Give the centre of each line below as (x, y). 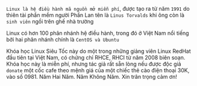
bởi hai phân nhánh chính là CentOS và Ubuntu (63, 39)
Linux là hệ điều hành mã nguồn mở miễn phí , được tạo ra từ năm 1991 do (98, 9)
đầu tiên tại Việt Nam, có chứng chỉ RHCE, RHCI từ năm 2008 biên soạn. (96, 57)
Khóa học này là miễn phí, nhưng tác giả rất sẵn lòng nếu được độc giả (94, 64)
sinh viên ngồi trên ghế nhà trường (50, 21)
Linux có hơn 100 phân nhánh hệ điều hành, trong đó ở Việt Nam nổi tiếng (98, 33)
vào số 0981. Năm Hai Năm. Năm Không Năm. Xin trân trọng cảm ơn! (92, 77)
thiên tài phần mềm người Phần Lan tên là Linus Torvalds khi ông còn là (95, 15)
